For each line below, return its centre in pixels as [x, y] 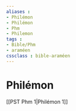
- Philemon [20, 34]
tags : [14, 39]
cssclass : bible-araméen [38, 56]
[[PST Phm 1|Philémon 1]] [37, 102]
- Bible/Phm [21, 45]
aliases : [18, 12]
